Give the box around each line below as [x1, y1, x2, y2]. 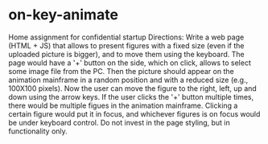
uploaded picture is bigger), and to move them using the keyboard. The [8, 49, 245, 59]
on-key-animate [8, 6, 119, 24]
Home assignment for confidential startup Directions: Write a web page [8, 32, 245, 42]
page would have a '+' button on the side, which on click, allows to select [8, 58, 251, 68]
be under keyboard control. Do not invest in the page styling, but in [8, 117, 231, 127]
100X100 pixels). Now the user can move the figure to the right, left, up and [8, 83, 258, 93]
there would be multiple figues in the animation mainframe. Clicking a [8, 101, 238, 110]
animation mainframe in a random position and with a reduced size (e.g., [8, 75, 248, 84]
